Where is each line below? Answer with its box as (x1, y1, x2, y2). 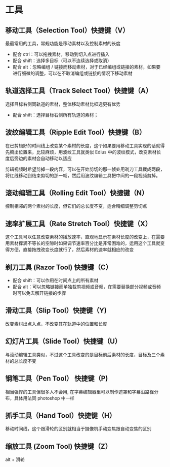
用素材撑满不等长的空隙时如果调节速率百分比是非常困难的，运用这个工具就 (5, 240, 160, 246)
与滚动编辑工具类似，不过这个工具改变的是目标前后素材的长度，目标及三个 (5, 351, 160, 358)
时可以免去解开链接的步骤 (12, 290, 66, 296)
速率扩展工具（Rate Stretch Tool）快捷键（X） (5, 219, 152, 228)
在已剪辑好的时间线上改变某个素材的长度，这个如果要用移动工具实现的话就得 (5, 142, 165, 148)
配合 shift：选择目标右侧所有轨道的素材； (12, 112, 99, 118)
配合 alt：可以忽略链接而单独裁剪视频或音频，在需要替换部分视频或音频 (12, 284, 161, 290)
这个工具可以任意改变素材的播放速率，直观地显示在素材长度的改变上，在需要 (5, 234, 165, 240)
